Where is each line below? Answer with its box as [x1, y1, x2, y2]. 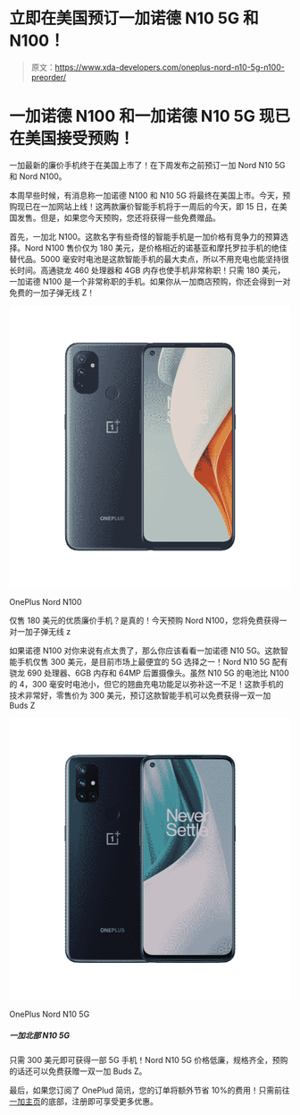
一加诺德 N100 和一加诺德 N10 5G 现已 [9, 106, 291, 126]
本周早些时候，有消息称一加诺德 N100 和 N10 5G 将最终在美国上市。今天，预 [9, 190, 291, 200]
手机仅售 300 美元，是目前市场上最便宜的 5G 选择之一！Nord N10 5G [16, 656, 271, 667]
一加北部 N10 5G [9, 1030, 70, 1041]
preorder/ [30, 72, 67, 82]
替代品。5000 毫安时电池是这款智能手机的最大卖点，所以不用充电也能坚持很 [9, 253, 289, 264]
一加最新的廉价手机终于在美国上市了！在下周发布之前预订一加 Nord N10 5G [9, 159, 286, 170]
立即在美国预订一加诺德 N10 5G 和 [9, 8, 259, 29]
